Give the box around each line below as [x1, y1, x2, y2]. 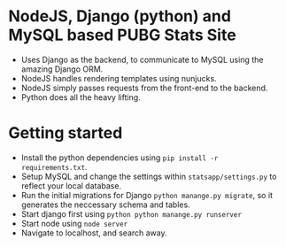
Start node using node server [20, 218, 128, 228]
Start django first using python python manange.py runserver [20, 208, 243, 219]
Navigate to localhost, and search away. [20, 228, 167, 238]
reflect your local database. [20, 180, 121, 191]
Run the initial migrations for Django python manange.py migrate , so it [20, 189, 274, 200]
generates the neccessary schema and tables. [20, 199, 191, 210]
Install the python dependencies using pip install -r [20, 152, 219, 163]
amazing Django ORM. [20, 64, 104, 74]
